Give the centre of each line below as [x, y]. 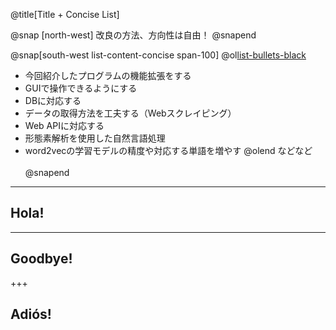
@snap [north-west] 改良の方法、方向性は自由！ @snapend [133, 35]
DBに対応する [53, 100]
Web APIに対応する [64, 125]
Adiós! [31, 314]
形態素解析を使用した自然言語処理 [95, 138]
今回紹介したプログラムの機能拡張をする [108, 75]
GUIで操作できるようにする [81, 88]
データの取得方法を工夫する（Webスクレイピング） [130, 113]
